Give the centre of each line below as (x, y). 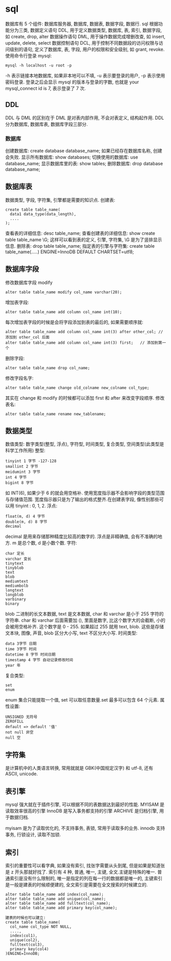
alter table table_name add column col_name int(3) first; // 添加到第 (84, 343)
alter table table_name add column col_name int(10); (64, 312)
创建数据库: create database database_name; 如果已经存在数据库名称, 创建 (84, 151)
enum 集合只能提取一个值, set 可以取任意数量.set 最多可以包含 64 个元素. (82, 700)
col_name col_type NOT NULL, (41, 927)
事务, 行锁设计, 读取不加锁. (33, 835)
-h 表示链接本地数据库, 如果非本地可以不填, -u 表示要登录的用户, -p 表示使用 (85, 75)
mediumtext (17, 581)
